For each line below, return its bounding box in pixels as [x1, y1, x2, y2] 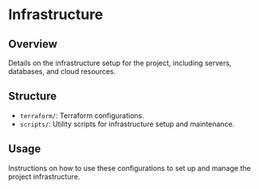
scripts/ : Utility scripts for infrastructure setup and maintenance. [19, 119, 235, 129]
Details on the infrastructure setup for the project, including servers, [8, 58, 232, 67]
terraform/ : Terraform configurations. [19, 110, 145, 120]
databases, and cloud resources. [8, 67, 116, 76]
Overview [8, 37, 58, 51]
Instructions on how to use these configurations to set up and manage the [8, 163, 251, 172]
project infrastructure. [8, 172, 80, 181]
